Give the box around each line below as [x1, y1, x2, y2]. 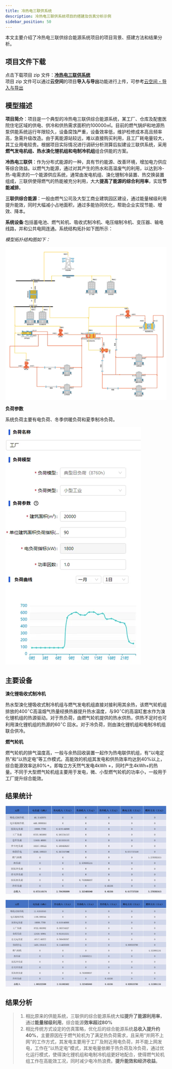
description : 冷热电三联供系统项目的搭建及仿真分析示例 [5, 13, 112, 19]
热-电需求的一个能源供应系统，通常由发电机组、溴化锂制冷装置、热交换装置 [5, 172, 165, 178]
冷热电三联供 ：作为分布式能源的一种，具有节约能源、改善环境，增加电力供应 [5, 159, 167, 165]
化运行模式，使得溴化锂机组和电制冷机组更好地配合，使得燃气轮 [25, 1051, 160, 1057]
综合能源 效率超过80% [66, 1019, 113, 1025]
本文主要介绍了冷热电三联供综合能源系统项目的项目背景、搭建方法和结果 [5, 34, 158, 41]
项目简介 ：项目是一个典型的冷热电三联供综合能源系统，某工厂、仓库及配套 [5, 116, 162, 122]
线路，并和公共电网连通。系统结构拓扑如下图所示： [5, 226, 113, 231]
